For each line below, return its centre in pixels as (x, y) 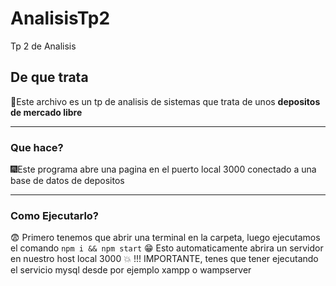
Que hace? (37, 147)
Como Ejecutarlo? (55, 215)
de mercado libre (46, 112)
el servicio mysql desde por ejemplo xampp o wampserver (131, 270)
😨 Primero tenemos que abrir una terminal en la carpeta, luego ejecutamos (165, 238)
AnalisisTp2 (60, 18)
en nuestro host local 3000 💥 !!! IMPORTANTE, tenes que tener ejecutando (164, 259)
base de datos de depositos (67, 181)
